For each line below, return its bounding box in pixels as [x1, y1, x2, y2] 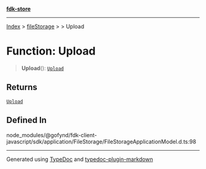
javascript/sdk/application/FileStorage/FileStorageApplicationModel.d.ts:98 [6, 138, 196, 145]
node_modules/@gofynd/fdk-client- [6, 131, 97, 138]
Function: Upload [6, 44, 96, 58]
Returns [6, 82, 38, 92]
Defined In [6, 115, 47, 126]
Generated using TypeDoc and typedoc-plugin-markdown [6, 156, 153, 163]
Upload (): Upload [21, 64, 64, 72]
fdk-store [6, 6, 31, 12]
